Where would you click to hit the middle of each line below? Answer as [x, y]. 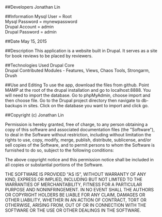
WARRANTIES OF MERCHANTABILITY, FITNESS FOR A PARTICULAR [73, 184]
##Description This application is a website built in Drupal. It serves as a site [81, 51]
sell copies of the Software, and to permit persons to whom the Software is [80, 145]
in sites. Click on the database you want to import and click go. [86, 106]
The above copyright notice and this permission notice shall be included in [79, 159]
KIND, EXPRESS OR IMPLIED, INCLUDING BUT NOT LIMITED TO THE [74, 179]
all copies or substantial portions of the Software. [54, 165]
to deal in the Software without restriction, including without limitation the [78, 135]
